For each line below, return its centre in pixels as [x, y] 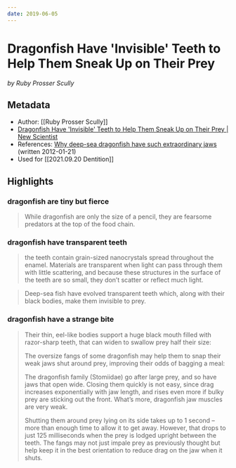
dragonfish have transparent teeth [67, 242]
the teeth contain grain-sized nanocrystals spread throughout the [119, 258]
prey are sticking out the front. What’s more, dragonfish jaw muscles [123, 399]
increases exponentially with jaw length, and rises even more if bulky [124, 391]
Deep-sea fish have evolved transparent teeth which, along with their [124, 294]
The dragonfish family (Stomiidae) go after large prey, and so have [120, 377]
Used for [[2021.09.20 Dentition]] [65, 160]
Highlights [31, 181]
